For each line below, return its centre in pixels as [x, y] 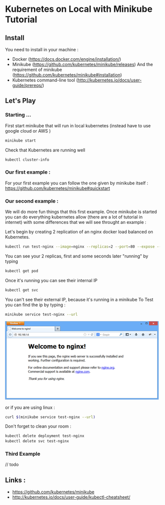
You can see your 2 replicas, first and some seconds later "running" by [77, 256]
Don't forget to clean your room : [38, 426]
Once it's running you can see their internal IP [51, 280]
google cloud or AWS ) [28, 131]
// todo [12, 465]
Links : [15, 480]
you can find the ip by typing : [35, 305]
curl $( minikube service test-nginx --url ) [50, 417]
